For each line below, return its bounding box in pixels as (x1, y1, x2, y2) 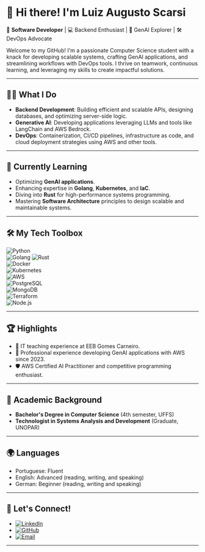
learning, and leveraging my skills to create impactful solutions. (6, 66, 165, 73)
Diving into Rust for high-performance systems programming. (15, 191, 171, 198)
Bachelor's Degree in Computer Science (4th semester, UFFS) (15, 411, 174, 418)
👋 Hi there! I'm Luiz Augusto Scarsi (6, 5, 186, 20)
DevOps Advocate (6, 35, 52, 42)
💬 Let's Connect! (6, 504, 71, 514)
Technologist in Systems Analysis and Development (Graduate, (15, 418, 179, 424)
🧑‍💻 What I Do (6, 90, 57, 100)
